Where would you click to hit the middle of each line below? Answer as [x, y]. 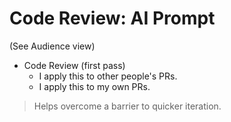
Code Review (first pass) [74, 65]
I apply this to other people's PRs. [108, 76]
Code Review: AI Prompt [112, 18]
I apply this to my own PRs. [94, 86]
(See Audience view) [52, 46]
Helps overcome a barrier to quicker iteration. [127, 106]
